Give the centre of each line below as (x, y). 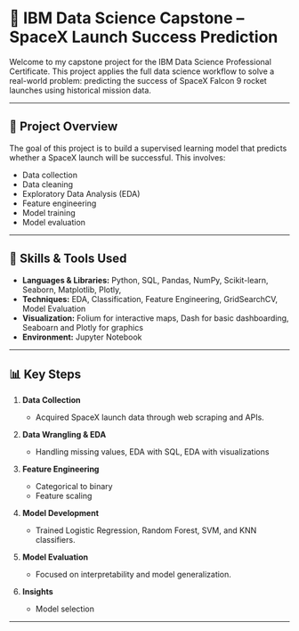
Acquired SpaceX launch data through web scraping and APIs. (149, 417)
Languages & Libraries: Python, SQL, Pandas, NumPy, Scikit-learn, (145, 280)
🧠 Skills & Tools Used (68, 259)
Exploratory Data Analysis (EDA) (81, 193)
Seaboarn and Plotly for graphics (83, 327)
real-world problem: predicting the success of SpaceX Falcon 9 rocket (138, 80)
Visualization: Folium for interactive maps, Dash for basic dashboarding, (155, 318)
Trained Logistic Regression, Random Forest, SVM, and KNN (146, 530)
